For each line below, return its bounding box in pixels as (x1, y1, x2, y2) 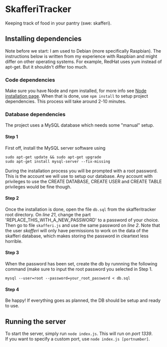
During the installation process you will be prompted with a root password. (5, 168, 158, 174)
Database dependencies (5, 111, 66, 118)
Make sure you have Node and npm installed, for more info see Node (5, 88, 147, 94)
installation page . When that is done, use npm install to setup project (5, 93, 149, 99)
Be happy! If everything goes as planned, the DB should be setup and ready (5, 297, 161, 303)
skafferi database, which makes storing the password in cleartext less (5, 233, 149, 239)
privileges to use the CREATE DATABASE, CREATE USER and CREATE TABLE (5, 178, 162, 184)
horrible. (5, 238, 23, 244)
